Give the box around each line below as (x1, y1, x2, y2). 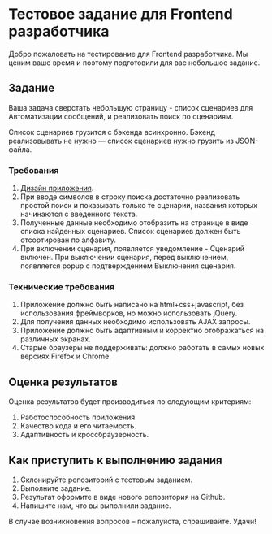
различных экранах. (19, 334, 91, 344)
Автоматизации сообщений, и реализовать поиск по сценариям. (8, 111, 234, 121)
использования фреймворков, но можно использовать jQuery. (19, 308, 238, 318)
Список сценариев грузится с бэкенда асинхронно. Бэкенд (8, 127, 215, 137)
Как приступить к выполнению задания (8, 453, 222, 467)
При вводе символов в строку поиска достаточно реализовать (19, 192, 240, 202)
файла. (8, 144, 32, 154)
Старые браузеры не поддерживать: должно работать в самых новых (19, 343, 265, 353)
